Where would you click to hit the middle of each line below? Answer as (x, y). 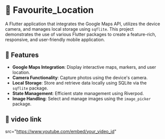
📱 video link (23, 119)
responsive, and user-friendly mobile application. (55, 40)
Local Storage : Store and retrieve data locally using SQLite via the (80, 83)
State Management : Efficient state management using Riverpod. (78, 93)
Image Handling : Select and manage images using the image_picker (82, 98)
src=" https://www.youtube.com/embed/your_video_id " (61, 131)
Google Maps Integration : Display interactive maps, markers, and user (84, 67)
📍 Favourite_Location (49, 10)
